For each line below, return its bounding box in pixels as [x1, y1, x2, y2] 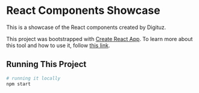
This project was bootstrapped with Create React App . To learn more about [6, 35, 193, 42]
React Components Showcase [6, 4, 161, 18]
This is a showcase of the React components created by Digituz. [6, 24, 166, 31]
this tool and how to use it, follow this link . [6, 42, 110, 49]
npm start [6, 81, 31, 87]
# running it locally [6, 75, 61, 82]
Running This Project [6, 59, 87, 69]
